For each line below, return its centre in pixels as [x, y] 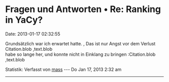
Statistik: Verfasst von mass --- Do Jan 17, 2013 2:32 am [63, 69]
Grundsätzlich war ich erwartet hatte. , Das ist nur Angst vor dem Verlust [80, 43]
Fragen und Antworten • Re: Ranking [83, 9]
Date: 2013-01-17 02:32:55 [33, 34]
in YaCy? [24, 20]
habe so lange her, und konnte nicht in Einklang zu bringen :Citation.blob [80, 54]
